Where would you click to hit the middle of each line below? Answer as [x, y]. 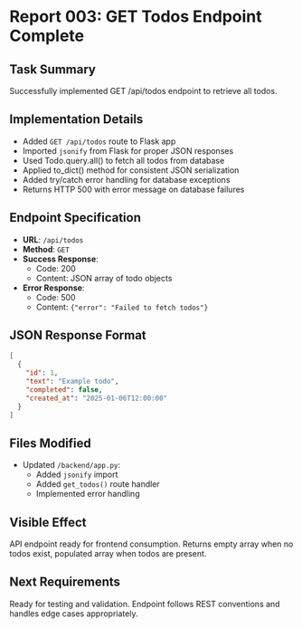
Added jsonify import [77, 475]
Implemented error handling [88, 494]
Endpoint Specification [75, 218]
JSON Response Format [78, 335]
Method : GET [46, 249]
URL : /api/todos [53, 239]
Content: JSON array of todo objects [104, 278]
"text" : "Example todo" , [72, 382]
